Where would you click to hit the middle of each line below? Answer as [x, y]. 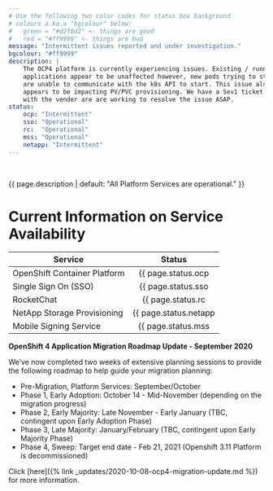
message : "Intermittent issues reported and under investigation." [125, 46]
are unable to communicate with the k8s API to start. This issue [138, 84]
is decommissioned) [54, 456]
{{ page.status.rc [173, 300]
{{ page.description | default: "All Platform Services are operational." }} [127, 183]
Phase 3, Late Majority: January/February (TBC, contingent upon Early [138, 430]
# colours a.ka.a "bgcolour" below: [70, 24]
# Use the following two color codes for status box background [119, 16]
